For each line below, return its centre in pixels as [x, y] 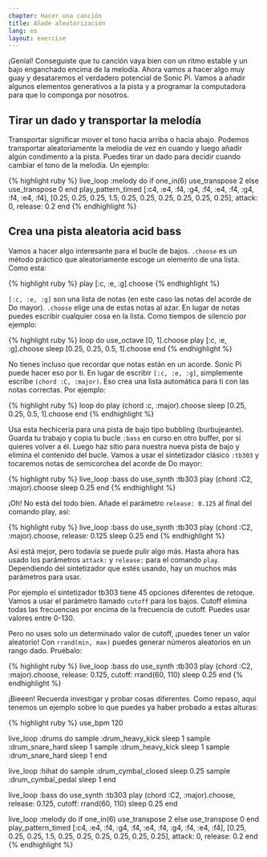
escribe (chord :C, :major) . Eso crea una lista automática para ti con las [129, 381]
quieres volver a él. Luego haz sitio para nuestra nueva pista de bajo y [124, 446]
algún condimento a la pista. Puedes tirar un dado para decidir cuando [125, 156]
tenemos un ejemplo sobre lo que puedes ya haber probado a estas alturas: [133, 707]
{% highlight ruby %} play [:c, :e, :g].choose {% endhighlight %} [114, 283]
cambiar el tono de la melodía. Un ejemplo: [79, 165]
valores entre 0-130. [42, 618]
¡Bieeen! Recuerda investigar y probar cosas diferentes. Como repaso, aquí [132, 698]
